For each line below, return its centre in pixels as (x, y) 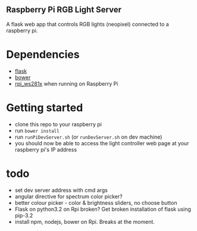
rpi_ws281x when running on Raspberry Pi (66, 83)
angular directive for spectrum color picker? (69, 196)
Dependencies (43, 54)
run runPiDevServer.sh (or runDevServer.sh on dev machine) (88, 137)
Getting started (45, 107)
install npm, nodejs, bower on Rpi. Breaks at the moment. (85, 221)
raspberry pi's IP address (46, 149)
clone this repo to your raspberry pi (58, 124)
